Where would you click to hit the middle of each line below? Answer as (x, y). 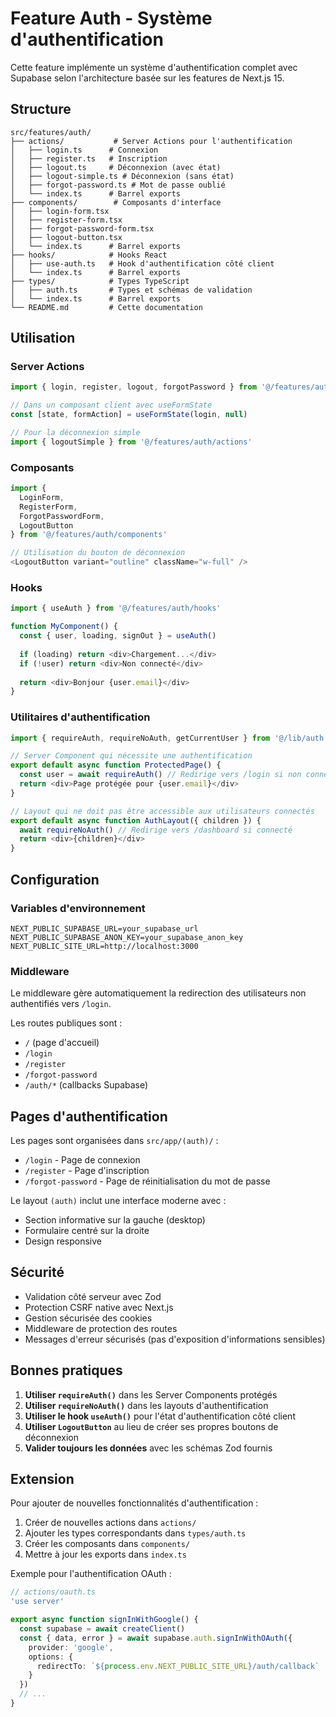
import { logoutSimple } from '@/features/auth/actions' (131, 442)
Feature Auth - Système (111, 18)
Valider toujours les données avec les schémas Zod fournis (148, 1448)
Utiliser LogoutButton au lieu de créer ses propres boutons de (151, 1426)
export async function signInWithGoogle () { (104, 1620)
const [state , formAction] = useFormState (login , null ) (129, 415)
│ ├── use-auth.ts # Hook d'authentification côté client (142, 263)
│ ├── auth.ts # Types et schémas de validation (131, 290)
